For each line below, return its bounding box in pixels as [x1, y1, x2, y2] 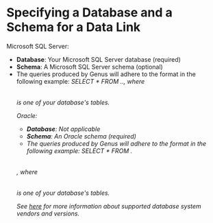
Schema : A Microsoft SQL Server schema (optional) [16, 62, 164, 71]
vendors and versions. [16, 209, 80, 218]
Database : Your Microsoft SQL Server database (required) [16, 55, 181, 63]
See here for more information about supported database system [16, 202, 201, 210]
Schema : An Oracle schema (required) [26, 132, 136, 140]
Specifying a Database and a [6, 5, 173, 21]
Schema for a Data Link [6, 19, 141, 35]
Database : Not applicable [26, 125, 101, 133]
